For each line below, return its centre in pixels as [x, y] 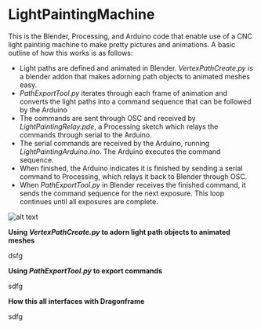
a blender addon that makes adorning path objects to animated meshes [135, 76]
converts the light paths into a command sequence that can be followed [136, 101]
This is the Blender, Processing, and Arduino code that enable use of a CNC [130, 36]
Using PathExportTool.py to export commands [85, 271]
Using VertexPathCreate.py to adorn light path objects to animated [120, 232]
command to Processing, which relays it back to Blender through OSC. [133, 176]
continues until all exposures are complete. [89, 201]
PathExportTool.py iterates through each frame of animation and [123, 93]
